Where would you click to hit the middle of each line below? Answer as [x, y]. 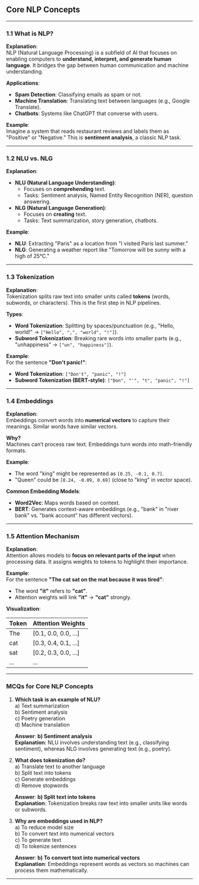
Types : [15, 314]
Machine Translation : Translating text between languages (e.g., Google [102, 101]
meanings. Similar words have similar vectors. [62, 426]
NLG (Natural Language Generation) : [60, 208]
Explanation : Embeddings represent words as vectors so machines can [102, 864]
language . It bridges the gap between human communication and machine [97, 65]
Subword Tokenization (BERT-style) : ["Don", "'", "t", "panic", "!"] [102, 380]
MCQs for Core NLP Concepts [50, 686]
